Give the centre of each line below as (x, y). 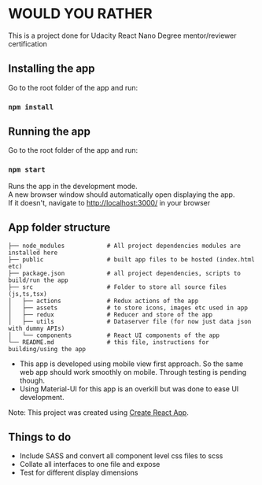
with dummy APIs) (37, 328)
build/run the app (38, 280)
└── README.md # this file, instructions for (109, 342)
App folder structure (59, 228)
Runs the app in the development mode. (73, 186)
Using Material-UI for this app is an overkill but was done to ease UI (129, 389)
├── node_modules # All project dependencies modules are (125, 246)
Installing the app (52, 69)
